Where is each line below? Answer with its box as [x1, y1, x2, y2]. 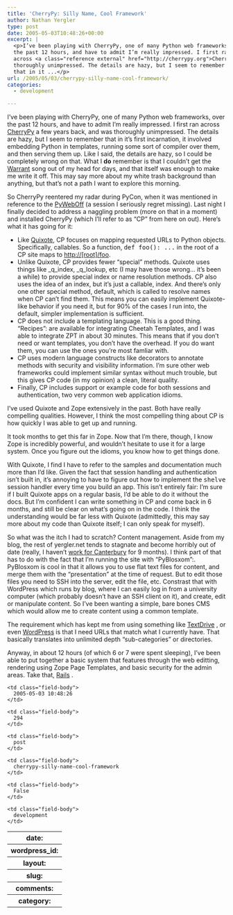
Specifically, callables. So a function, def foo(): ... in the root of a [17, 243, 219, 252]
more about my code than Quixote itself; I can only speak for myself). [7, 520, 205, 528]
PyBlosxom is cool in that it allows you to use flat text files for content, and [7, 563, 220, 571]
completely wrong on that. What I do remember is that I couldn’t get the [7, 157, 212, 165]
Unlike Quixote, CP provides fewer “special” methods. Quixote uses [17, 258, 210, 266]
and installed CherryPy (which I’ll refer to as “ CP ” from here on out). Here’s [7, 215, 221, 223]
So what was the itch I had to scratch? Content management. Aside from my [7, 533, 225, 542]
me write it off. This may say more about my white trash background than [7, 172, 216, 181]
